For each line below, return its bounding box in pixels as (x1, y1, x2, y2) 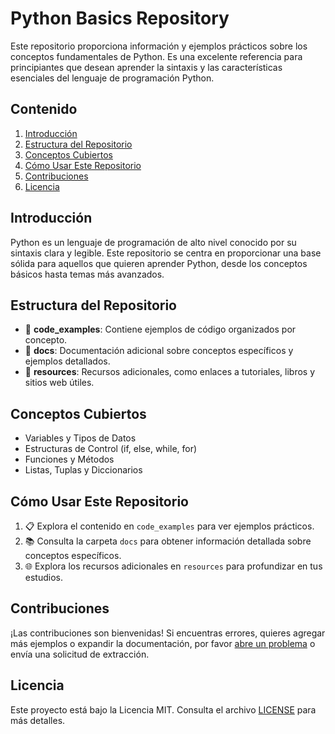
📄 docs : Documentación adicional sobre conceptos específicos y (24, 345, 294, 357)
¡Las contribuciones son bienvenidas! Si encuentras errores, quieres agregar (10, 627, 326, 639)
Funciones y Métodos (24, 453, 115, 466)
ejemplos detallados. (24, 355, 111, 367)
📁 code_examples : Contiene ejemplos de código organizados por (24, 323, 297, 336)
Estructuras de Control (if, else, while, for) (24, 443, 198, 455)
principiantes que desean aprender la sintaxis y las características (10, 61, 283, 73)
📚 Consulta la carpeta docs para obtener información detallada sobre (24, 535, 312, 547)
